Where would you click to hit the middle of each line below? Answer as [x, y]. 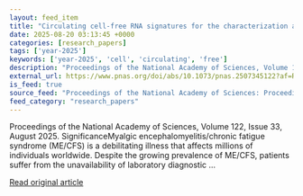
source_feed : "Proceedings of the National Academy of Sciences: [134, 93]
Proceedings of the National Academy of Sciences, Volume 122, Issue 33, [146, 127]
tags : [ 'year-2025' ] [48, 51]
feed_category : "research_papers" [74, 101]
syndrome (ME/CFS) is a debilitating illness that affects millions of [132, 146]
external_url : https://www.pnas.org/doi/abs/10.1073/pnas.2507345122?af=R [153, 76]
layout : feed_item [44, 18]
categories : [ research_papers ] [68, 43]
